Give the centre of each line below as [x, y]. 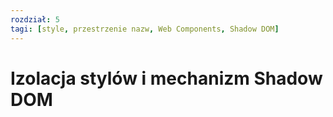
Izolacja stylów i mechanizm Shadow [166, 78]
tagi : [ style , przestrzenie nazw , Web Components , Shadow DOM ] [145, 29]
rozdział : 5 [35, 19]
